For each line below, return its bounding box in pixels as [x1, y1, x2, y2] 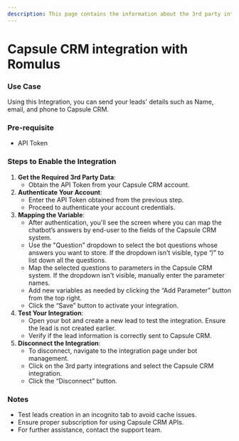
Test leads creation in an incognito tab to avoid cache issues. [17, 410, 197, 419]
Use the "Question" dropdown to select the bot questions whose [28, 241, 218, 249]
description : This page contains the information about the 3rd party [7, 10, 221, 18]
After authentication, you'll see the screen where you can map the [28, 218, 222, 227]
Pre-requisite [7, 123, 55, 133]
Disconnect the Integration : [17, 339, 101, 347]
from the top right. [28, 293, 82, 302]
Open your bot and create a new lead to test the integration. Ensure [28, 316, 226, 325]
